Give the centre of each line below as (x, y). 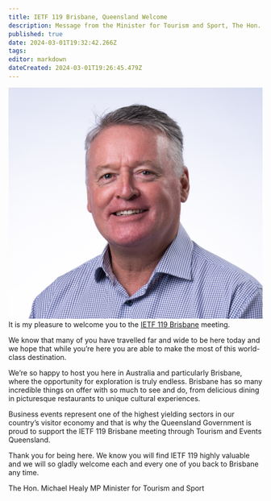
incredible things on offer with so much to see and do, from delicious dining (134, 390)
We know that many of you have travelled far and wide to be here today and (134, 340)
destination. (47, 357)
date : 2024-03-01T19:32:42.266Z (63, 43)
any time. (24, 472)
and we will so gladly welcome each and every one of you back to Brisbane (134, 464)
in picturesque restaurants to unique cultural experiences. (104, 398)
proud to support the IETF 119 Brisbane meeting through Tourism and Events (135, 431)
